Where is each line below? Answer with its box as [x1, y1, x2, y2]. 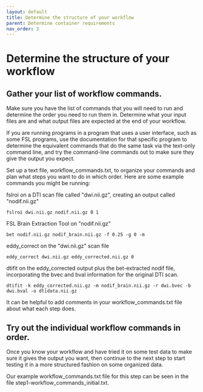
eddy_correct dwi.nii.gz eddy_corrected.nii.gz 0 [6, 254, 135, 260]
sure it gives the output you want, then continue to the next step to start [6, 354, 185, 362]
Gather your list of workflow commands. [6, 88, 162, 99]
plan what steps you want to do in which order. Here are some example [6, 173, 184, 180]
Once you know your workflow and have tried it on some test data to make [6, 348, 192, 356]
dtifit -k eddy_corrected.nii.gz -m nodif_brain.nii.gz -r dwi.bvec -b [6, 283, 191, 289]
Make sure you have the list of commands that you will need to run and [6, 105, 184, 112]
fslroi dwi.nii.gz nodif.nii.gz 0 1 [6, 209, 99, 215]
